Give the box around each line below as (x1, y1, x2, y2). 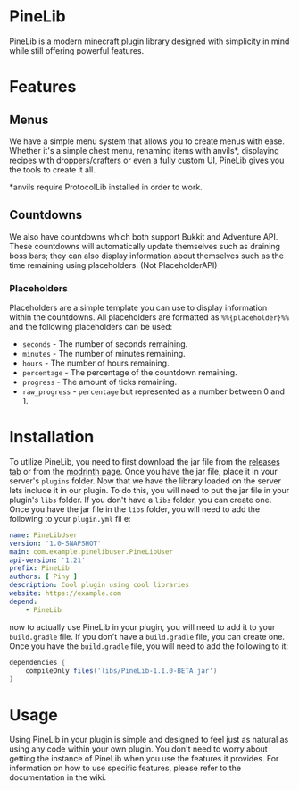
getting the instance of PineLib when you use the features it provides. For (9, 753, 279, 764)
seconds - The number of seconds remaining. (21, 339, 188, 349)
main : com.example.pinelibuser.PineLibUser (9, 547, 174, 556)
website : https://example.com (9, 589, 122, 598)
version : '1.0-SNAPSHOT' (9, 539, 102, 548)
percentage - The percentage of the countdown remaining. (21, 367, 238, 378)
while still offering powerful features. (9, 45, 145, 55)
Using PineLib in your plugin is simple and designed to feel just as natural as (9, 735, 289, 745)
